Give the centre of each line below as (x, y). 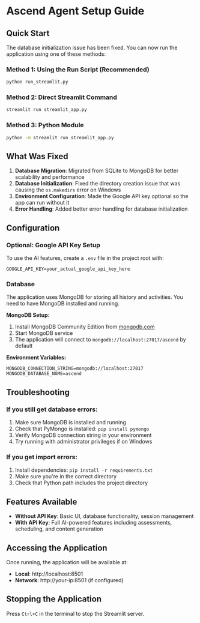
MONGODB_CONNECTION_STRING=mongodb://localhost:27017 (75, 369)
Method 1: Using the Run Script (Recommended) (78, 69)
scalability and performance (50, 177)
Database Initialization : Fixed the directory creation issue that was (98, 184)
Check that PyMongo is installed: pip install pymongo (82, 429)
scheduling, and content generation (59, 529)
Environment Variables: (36, 358)
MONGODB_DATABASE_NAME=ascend (44, 374)
